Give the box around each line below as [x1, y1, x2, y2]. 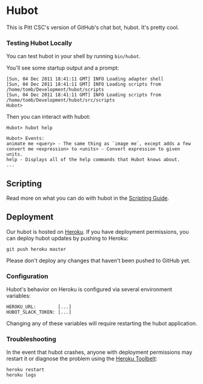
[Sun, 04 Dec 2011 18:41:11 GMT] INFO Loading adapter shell [6, 76, 164, 82]
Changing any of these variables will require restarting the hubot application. [6, 320, 198, 327]
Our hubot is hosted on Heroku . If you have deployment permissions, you [6, 228, 189, 235]
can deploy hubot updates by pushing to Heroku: [6, 234, 128, 242]
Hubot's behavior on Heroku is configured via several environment [6, 286, 173, 293]
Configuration [6, 272, 48, 280]
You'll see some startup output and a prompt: [6, 64, 119, 71]
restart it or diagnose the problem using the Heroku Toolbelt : [6, 355, 158, 362]
